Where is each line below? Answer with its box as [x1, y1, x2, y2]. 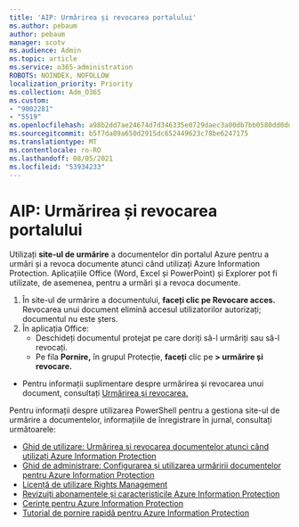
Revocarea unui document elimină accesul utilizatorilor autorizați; [21, 304, 262, 315]
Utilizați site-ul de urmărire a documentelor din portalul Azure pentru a [9, 249, 270, 259]
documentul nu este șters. [21, 314, 118, 325]
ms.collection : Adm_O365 [9, 87, 101, 96]
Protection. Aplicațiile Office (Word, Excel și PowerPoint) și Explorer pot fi [9, 268, 278, 279]
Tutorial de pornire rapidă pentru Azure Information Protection [21, 507, 250, 518]
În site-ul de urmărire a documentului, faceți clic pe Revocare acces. [21, 295, 276, 306]
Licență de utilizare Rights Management [21, 479, 168, 490]
